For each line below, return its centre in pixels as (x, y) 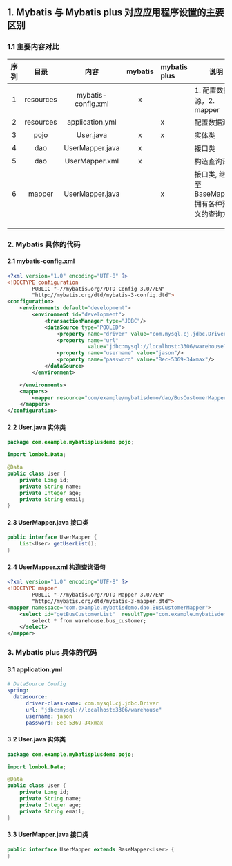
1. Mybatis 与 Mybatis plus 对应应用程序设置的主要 (116, 12)
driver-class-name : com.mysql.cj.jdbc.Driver (92, 703)
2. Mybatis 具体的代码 (44, 244)
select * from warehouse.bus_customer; (89, 621)
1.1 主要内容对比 (33, 47)
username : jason (49, 716)
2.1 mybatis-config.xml (41, 261)
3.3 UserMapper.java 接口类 (48, 835)
